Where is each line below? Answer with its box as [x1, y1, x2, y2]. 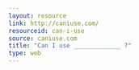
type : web [8, 49, 42, 57]
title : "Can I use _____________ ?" [8, 42, 132, 50]
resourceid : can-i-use [8, 27, 85, 35]
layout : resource [8, 11, 67, 20]
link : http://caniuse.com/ [8, 19, 99, 27]
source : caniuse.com [8, 34, 78, 43]
